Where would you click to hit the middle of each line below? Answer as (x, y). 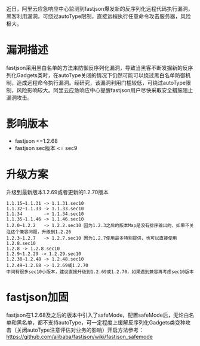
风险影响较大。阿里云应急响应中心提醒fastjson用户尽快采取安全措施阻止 (105, 90)
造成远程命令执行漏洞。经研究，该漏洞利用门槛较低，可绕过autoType (101, 82)
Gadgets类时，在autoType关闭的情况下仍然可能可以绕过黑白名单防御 (101, 75)
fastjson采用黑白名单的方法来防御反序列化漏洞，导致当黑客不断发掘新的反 (97, 68)
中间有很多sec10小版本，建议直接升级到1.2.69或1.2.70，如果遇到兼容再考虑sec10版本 (100, 272)
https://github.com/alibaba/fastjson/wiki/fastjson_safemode (80, 336)
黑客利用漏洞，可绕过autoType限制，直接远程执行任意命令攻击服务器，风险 (99, 16)
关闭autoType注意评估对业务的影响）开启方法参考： (80, 330)
